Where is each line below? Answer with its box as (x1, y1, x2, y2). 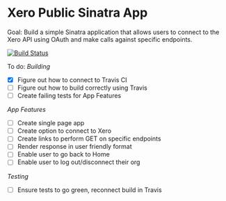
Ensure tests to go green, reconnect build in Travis (17, 186, 162, 194)
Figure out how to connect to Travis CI (17, 75, 127, 84)
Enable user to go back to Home (17, 150, 110, 159)
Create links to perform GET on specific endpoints (17, 134, 161, 143)
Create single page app (17, 119, 85, 127)
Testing (7, 172, 29, 180)
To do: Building (7, 62, 51, 70)
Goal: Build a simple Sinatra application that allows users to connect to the (7, 28, 220, 36)
